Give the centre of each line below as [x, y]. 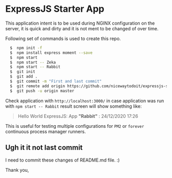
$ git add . [24, 77]
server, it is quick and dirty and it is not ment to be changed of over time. [82, 28]
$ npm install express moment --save [51, 53]
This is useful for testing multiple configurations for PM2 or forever [75, 126]
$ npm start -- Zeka [33, 62]
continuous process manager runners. [46, 131]
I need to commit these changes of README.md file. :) [63, 160]
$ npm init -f [26, 48]
